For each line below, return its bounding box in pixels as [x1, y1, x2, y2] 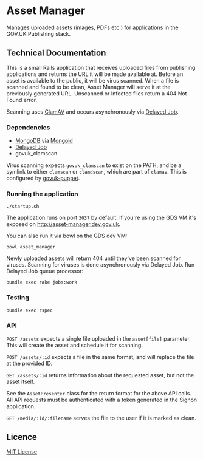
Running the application [6, 190, 78, 198]
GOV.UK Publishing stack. [6, 30, 71, 37]
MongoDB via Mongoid [15, 137, 73, 145]
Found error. [6, 96, 38, 103]
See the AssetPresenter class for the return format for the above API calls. [6, 389, 191, 397]
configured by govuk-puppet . [6, 174, 80, 182]
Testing [6, 293, 29, 302]
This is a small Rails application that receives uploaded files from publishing [6, 64, 196, 71]
